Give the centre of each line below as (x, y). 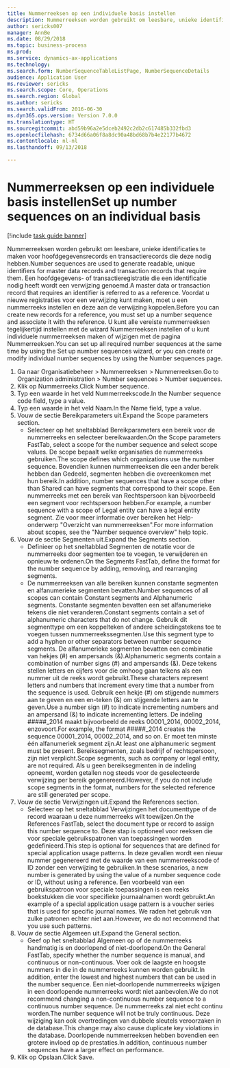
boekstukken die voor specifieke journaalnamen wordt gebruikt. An (121, 896)
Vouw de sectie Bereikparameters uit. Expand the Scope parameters (113, 415)
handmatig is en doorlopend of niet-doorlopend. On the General (116, 947)
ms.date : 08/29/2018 (37, 39)
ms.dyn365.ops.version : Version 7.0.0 (62, 115)
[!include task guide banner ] (47, 235)
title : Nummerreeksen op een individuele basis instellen (91, 13)
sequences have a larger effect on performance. (95, 1049)
